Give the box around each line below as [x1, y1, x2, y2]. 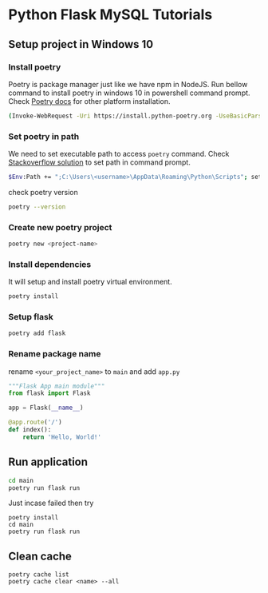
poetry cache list [8, 571, 69, 579]
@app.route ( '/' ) [8, 418, 62, 427]
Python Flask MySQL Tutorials [8, 6, 213, 24]
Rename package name [8, 348, 101, 360]
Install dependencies [8, 258, 92, 269]
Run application [8, 456, 89, 469]
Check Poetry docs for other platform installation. [8, 96, 171, 105]
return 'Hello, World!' [22, 433, 102, 441]
